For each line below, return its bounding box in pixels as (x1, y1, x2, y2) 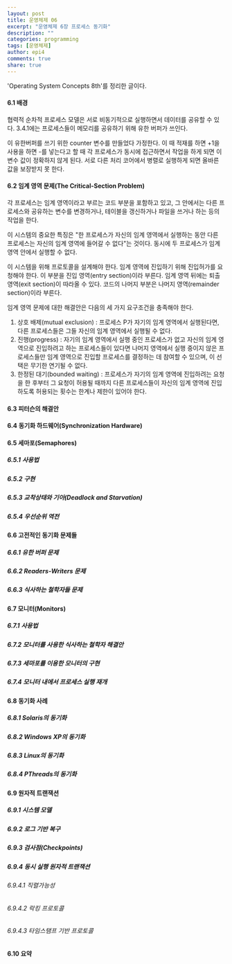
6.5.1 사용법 (7, 456, 39, 464)
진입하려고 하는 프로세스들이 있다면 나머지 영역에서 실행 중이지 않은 (35, 344, 217, 352)
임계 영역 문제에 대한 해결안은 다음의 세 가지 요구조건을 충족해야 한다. (7, 303, 194, 312)
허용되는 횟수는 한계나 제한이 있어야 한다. (35, 387, 147, 395)
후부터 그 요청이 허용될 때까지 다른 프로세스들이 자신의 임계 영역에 (32, 379, 210, 387)
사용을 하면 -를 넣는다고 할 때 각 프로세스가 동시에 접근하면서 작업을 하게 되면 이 (7, 147, 222, 156)
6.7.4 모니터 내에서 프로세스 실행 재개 (7, 678, 107, 686)
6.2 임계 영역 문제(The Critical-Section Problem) (7, 181, 145, 190)
